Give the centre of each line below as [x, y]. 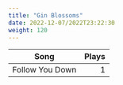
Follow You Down [44, 70]
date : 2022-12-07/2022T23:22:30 [61, 23]
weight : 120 [28, 30]
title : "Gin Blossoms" [46, 15]
